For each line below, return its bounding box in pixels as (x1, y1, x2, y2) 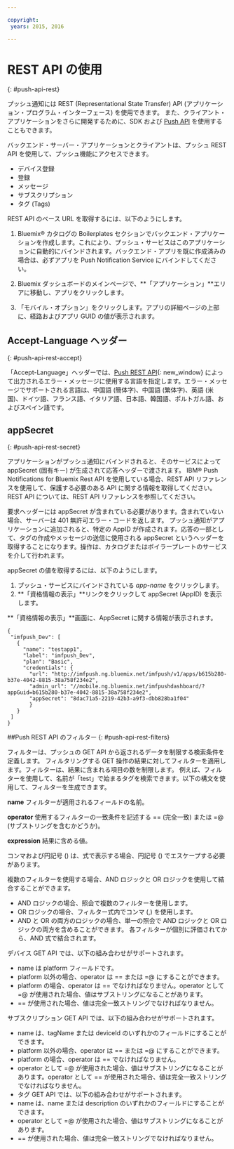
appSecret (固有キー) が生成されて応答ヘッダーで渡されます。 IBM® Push (7, 466, 219, 475)
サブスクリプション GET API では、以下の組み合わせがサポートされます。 (7, 1014, 219, 1023)
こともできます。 (7, 126, 56, 134)
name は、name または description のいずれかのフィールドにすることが (17, 1099, 224, 1108)
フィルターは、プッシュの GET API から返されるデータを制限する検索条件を (7, 748, 225, 756)
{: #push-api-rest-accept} (7, 354, 83, 362)
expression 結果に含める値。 (7, 836, 92, 845)
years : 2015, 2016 (10, 22, 64, 30)
